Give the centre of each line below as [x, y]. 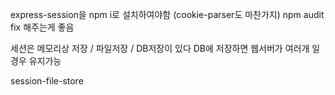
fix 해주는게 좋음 [42, 27]
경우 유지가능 [36, 61]
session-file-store [47, 81]
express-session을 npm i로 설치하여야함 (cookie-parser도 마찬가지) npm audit [167, 14]
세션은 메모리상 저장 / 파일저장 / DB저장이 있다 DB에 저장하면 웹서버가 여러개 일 [165, 48]
